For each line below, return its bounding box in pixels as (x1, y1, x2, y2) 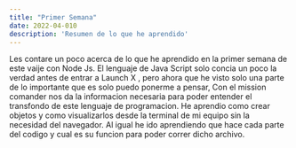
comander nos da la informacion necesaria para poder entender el (9, 91, 252, 102)
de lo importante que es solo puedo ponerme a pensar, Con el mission (9, 82, 267, 93)
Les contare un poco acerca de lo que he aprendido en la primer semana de (9, 54, 288, 65)
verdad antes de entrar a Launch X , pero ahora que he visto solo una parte (9, 73, 284, 83)
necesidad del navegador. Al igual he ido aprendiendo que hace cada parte (9, 120, 284, 130)
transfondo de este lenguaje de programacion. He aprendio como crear (9, 101, 271, 112)
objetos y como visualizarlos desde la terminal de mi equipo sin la (9, 110, 251, 121)
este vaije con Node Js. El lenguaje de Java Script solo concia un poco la (9, 63, 277, 74)
